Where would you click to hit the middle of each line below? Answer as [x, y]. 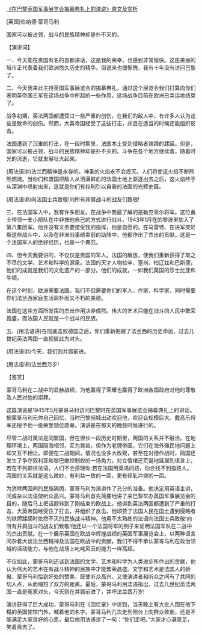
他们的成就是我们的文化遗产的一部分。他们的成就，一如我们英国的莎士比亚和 [101, 270]
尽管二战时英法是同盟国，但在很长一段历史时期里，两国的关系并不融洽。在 [98, 438]
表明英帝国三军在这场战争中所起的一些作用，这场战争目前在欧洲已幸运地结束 [101, 95]
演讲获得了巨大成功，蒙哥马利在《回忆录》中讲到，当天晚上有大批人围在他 [98, 604]
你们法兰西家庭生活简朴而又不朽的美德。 [56, 298]
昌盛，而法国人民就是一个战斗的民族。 [54, 318]
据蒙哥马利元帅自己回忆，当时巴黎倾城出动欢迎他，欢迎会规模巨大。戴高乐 [98, 418]
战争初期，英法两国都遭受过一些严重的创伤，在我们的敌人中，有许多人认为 [98, 116]
